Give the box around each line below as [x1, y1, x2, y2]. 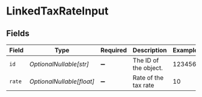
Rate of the [132, 74, 164, 82]
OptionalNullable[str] [29, 60, 89, 68]
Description [132, 46, 167, 54]
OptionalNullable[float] [29, 77, 95, 86]
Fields [6, 28, 30, 39]
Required [100, 46, 127, 54]
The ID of [132, 56, 159, 64]
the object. [132, 64, 164, 72]
